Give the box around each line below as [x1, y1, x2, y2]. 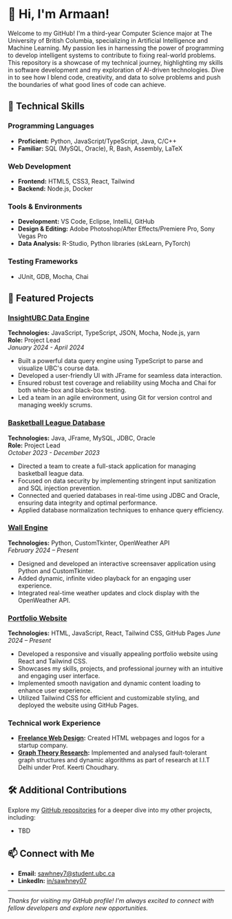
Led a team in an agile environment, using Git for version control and [17, 394, 213, 402]
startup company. [17, 742, 68, 750]
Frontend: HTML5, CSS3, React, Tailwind [17, 177, 135, 185]
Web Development [8, 162, 72, 171]
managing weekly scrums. [17, 400, 92, 409]
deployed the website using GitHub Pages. [17, 701, 139, 710]
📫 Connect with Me [8, 847, 95, 859]
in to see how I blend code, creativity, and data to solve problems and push [8, 72, 221, 81]
